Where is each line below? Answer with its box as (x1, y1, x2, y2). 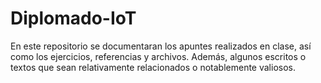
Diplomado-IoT (10, 7, 137, 30)
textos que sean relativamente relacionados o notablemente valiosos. (10, 61, 296, 73)
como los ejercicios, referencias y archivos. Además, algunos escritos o (10, 50, 307, 62)
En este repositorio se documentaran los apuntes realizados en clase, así (10, 40, 312, 52)
